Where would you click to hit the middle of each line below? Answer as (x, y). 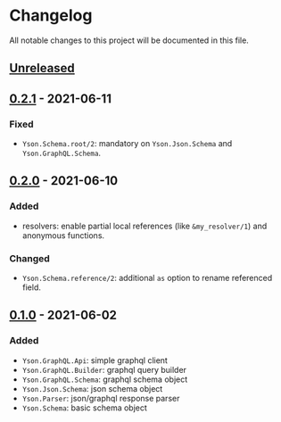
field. (32, 287)
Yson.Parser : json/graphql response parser (101, 398)
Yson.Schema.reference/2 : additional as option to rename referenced (147, 278)
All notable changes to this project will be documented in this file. (129, 40)
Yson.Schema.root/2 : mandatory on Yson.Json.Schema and (127, 144)
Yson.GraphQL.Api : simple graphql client (95, 360)
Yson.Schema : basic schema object (84, 408)
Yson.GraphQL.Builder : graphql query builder (104, 369)
